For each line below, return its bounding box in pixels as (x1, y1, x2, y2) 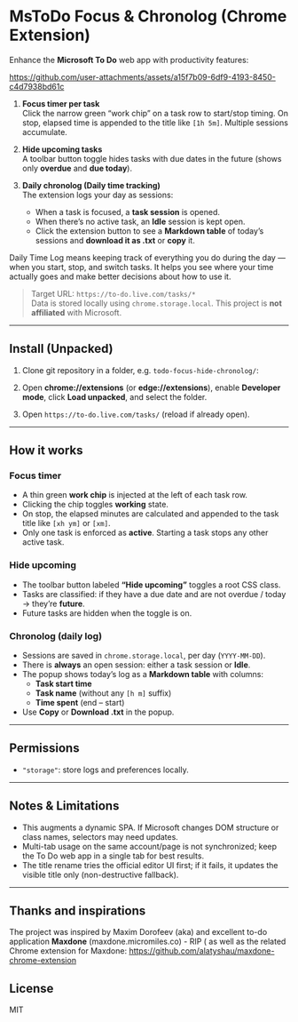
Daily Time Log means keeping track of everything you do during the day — (9, 252, 286, 263)
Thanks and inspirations (9, 904, 146, 919)
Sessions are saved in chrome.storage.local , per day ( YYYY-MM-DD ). (21, 651, 266, 661)
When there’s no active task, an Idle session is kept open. (35, 216, 246, 227)
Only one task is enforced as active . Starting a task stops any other (21, 527, 269, 539)
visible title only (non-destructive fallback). (21, 869, 179, 880)
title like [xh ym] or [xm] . (21, 518, 111, 529)
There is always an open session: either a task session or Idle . (21, 659, 251, 670)
